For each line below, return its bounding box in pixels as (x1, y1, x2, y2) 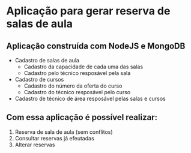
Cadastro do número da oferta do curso (23, 82, 123, 89)
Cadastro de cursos (14, 76, 64, 83)
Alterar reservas (14, 141, 55, 148)
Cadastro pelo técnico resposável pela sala (23, 70, 131, 76)
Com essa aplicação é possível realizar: (6, 112, 158, 122)
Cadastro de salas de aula (14, 57, 80, 64)
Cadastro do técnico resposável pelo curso (23, 89, 131, 95)
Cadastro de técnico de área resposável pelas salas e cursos (14, 95, 166, 102)
